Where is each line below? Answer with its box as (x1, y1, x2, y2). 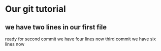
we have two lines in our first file (5, 23, 107, 31)
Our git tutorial (5, 3, 66, 15)
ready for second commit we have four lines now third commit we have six (5, 36, 156, 42)
